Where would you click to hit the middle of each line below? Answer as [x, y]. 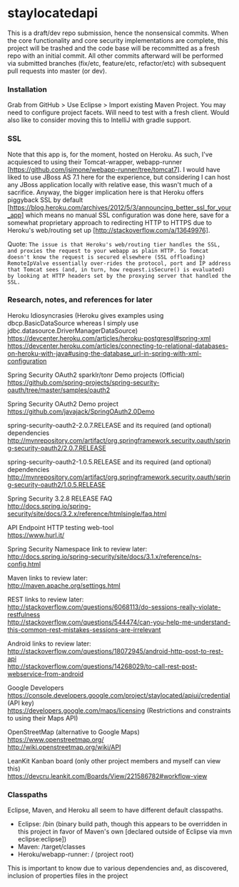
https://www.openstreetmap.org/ [56, 739]
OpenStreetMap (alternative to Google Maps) [74, 732]
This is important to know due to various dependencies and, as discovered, [118, 868]
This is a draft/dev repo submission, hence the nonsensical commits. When [118, 33]
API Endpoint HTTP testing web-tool [61, 527]
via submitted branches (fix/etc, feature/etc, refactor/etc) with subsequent [117, 63]
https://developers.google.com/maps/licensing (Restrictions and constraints [119, 710]
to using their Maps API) [43, 718]
